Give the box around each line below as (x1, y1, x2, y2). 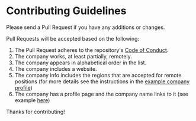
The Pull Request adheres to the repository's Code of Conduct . (14, 46, 169, 54)
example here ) (14, 96, 50, 104)
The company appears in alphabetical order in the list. (14, 59, 147, 66)
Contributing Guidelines (6, 4, 127, 18)
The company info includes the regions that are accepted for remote (14, 71, 182, 79)
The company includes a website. (14, 65, 97, 72)
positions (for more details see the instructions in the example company (14, 78, 190, 85)
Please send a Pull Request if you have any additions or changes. (6, 24, 165, 31)
